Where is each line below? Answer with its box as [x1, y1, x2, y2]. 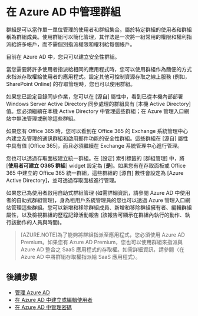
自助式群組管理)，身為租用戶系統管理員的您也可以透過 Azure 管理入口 [16, 197, 186, 204]
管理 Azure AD [14, 289, 50, 296]
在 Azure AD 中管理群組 [6, 5, 121, 19]
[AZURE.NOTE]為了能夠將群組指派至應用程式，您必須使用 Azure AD [20, 231, 186, 238]
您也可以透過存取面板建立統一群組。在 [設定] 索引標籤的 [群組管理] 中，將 [6, 154, 185, 162]
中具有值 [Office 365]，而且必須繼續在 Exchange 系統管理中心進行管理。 [6, 142, 183, 149]
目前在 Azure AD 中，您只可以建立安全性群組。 [6, 53, 120, 60]
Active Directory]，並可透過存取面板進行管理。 [6, 177, 120, 184]
